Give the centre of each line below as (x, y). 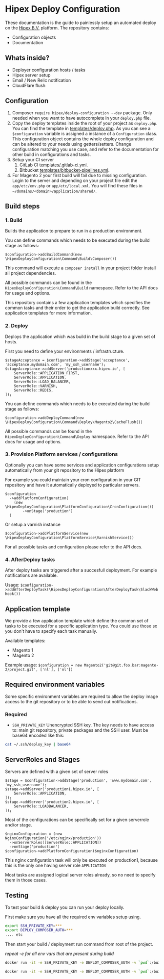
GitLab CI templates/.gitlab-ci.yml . (54, 165)
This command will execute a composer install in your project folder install (81, 268)
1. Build (14, 220)
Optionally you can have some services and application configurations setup (82, 465)
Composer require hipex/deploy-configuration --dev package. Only (82, 113)
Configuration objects (34, 37)
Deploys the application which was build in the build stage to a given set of (80, 336)
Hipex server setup (31, 75)
